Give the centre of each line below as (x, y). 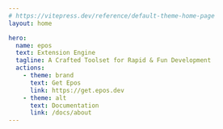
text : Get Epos (55, 83)
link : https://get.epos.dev (77, 90)
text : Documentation (64, 106)
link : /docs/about (61, 113)
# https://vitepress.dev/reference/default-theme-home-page (112, 16)
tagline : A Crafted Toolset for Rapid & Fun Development (114, 60)
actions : (30, 68)
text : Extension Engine (55, 53)
